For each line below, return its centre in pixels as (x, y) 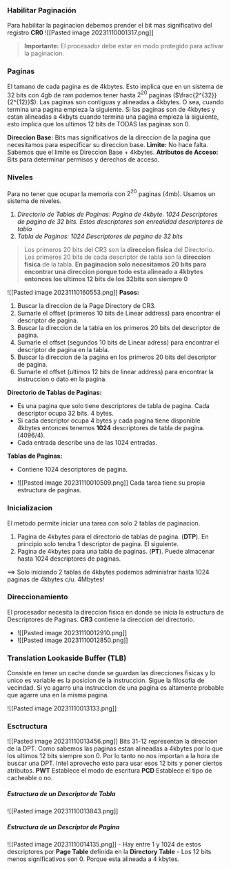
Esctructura (28, 726)
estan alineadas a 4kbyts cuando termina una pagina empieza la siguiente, (113, 117)
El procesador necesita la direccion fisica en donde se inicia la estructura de (115, 612)
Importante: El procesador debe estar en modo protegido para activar (124, 46)
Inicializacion (30, 508)
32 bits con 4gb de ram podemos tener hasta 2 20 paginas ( (91, 94)
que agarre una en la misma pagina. (58, 695)
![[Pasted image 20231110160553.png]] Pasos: (73, 293)
